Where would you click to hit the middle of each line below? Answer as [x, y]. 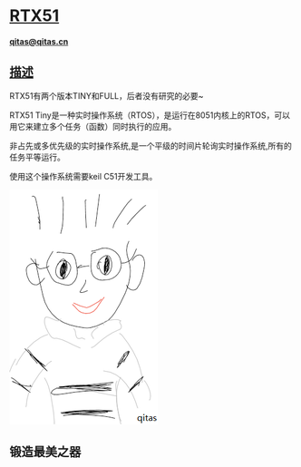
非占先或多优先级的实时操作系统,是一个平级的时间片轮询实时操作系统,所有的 [151, 145]
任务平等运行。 [37, 157]
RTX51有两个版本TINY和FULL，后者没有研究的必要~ [107, 95]
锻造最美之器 [45, 451]
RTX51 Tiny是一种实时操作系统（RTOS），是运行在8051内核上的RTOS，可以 [150, 115]
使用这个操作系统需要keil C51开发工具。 [83, 176]
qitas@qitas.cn [39, 41]
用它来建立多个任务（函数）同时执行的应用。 [93, 126]
